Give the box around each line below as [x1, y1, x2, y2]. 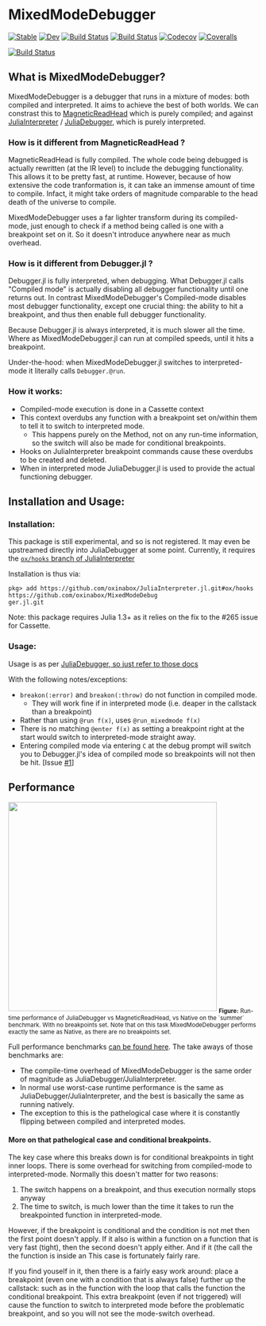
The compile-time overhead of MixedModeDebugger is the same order [19, 1066, 253, 1076]
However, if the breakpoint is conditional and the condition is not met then [8, 1226, 250, 1235]
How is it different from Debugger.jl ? [8, 257, 153, 268]
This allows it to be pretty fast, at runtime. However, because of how [8, 172, 232, 182]
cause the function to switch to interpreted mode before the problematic [8, 1301, 245, 1310]
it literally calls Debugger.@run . [29, 366, 125, 376]
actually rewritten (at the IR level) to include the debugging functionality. [8, 163, 245, 173]
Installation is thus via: [8, 569, 81, 579]
